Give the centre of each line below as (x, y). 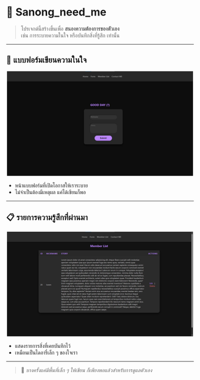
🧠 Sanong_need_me (57, 12)
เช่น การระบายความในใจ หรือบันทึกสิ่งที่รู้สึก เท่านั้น (70, 35)
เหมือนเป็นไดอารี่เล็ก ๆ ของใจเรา (46, 353)
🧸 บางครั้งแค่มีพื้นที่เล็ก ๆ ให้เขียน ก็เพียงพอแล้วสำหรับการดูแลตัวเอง (86, 370)
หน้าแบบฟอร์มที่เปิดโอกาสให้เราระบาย (51, 185)
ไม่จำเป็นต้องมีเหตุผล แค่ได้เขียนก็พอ (50, 192)
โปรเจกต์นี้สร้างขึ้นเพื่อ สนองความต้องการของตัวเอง (70, 29)
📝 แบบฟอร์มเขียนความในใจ (47, 60)
